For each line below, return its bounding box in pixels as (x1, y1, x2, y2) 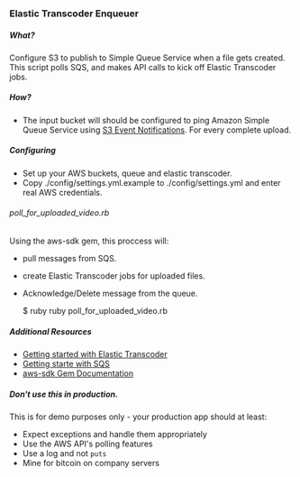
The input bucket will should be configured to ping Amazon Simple (22, 115, 270, 125)
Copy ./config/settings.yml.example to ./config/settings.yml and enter (22, 177, 281, 188)
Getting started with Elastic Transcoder (22, 349, 168, 359)
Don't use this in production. (9, 389, 119, 399)
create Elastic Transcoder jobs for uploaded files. (22, 271, 205, 281)
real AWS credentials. (22, 187, 103, 197)
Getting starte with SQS (22, 359, 110, 369)
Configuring (9, 145, 57, 156)
